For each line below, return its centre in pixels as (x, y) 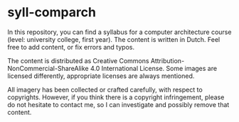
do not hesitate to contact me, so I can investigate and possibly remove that (118, 104)
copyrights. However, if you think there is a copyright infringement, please (116, 97)
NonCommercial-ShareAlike (48, 68)
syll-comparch (52, 12)
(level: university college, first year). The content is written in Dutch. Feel (114, 39)
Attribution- (168, 60)
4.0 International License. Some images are (154, 68)
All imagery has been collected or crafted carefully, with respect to (105, 89)
